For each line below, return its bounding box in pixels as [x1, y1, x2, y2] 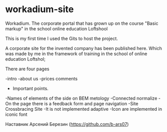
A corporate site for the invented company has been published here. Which [5, 45, 162, 51]
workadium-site [5, 4, 74, 15]
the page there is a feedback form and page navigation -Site [12, 100, 139, 107]
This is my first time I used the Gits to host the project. [5, 35, 118, 41]
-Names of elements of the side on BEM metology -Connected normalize [5, 95, 158, 101]
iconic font [5, 111, 28, 117]
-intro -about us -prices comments [5, 75, 78, 81]
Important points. [12, 85, 49, 92]
